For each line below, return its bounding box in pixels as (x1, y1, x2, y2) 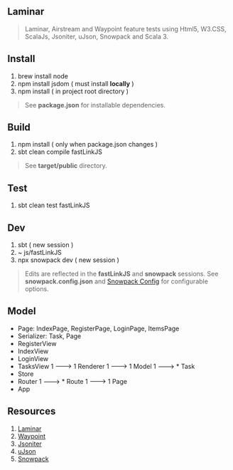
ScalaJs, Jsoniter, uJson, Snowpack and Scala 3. (24, 32, 169, 41)
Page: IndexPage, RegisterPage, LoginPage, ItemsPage (17, 324, 180, 333)
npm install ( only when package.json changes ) (17, 140, 158, 149)
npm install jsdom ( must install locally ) (17, 79, 134, 88)
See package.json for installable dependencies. (24, 100, 166, 109)
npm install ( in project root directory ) (17, 87, 129, 95)
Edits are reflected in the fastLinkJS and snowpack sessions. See (24, 270, 219, 278)
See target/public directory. (24, 162, 108, 170)
